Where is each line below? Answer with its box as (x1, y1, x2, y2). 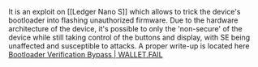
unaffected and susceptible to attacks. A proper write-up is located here (8, 41, 250, 51)
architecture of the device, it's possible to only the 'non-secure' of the (8, 24, 243, 33)
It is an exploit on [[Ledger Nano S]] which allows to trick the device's (8, 7, 241, 16)
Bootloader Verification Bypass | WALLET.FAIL (8, 50, 164, 59)
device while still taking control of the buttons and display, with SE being (8, 32, 251, 42)
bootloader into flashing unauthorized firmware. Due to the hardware (8, 15, 239, 25)
